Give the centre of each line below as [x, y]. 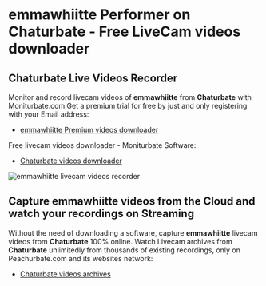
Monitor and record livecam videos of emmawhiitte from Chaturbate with [130, 97]
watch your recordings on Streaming [101, 214]
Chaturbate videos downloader [71, 161]
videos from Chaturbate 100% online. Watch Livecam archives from [121, 241]
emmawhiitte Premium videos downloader [89, 130]
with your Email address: [49, 114]
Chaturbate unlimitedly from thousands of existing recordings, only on [125, 250]
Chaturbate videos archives [66, 274]
